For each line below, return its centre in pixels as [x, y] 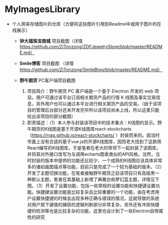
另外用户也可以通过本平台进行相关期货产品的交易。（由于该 [97, 103]
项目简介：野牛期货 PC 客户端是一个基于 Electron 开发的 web [90, 91]
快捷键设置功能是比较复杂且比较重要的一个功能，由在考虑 [96, 192]
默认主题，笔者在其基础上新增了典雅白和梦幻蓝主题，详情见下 [95, 179]
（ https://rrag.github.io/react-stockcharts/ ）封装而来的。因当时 [93, 135]
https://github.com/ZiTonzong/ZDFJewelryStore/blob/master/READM [91, 46]
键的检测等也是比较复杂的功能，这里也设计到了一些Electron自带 [93, 211]
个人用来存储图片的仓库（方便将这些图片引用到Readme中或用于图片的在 [87, 24]
